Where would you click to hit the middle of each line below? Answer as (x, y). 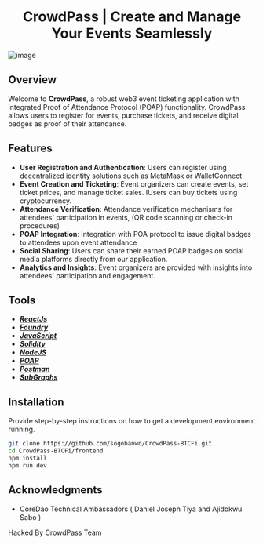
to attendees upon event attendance (78, 242)
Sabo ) (30, 517)
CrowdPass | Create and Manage (132, 17)
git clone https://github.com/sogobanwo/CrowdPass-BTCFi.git (110, 444)
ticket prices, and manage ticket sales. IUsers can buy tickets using (128, 192)
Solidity (32, 344)
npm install (27, 458)
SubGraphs (38, 377)
